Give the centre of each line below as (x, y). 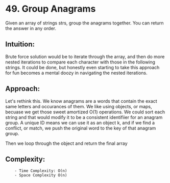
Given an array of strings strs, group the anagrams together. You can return (85, 23)
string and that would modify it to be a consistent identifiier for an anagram (84, 117)
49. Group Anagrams (51, 9)
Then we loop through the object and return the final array (66, 143)
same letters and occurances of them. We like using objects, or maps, (79, 106)
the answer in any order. (31, 28)
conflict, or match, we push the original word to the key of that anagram (81, 128)
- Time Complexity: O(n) (41, 171)
